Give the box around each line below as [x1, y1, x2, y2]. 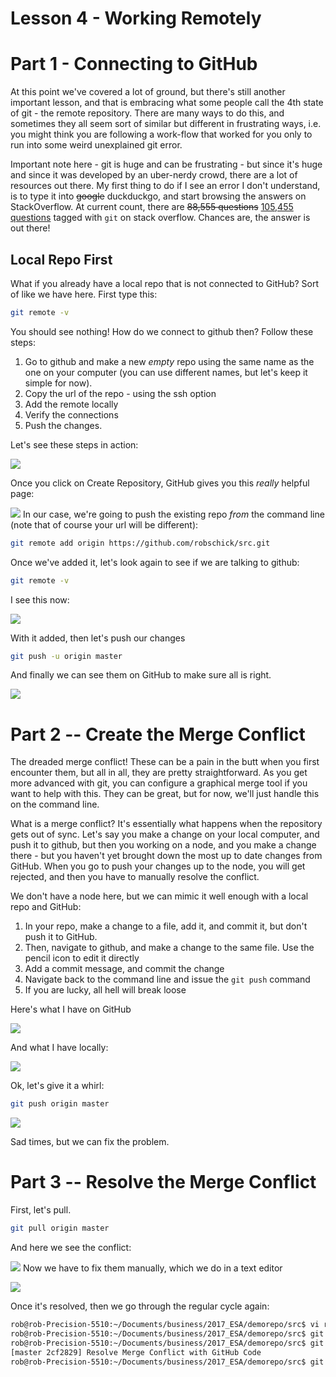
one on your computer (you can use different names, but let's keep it [24, 366, 308, 378]
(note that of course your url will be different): [10, 518, 199, 531]
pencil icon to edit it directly [24, 952, 140, 964]
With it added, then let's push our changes [10, 632, 186, 644]
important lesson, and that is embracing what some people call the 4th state [10, 97, 324, 109]
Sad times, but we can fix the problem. [10, 1136, 170, 1148]
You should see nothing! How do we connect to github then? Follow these [10, 325, 314, 337]
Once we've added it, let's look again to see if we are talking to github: [10, 556, 300, 568]
